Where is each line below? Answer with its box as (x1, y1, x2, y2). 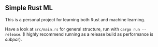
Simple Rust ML (5, 4, 53, 12)
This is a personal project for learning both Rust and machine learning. (5, 16, 145, 22)
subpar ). (5, 36, 22, 42)
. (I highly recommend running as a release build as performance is (20, 31, 154, 37)
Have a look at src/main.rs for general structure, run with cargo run (5, 26, 140, 32)
